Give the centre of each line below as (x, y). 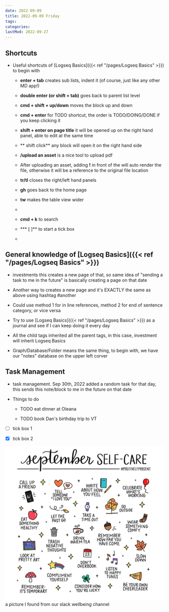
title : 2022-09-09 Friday (32, 16)
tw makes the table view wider (52, 199)
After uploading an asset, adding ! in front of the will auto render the (91, 165)
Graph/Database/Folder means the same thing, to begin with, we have (85, 350)
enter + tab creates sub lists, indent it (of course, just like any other (90, 80)
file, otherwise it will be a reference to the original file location (84, 170)
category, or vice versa (37, 310)
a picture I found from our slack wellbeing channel (57, 604)
